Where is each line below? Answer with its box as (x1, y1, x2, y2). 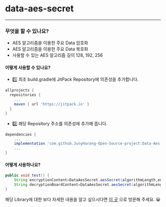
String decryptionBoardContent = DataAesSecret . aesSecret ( (14, 182, 134, 187)
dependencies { (5, 132, 37, 137)
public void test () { (5, 173, 50, 178)
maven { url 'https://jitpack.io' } (14, 102, 90, 107)
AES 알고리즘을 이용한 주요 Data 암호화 (12, 40, 88, 46)
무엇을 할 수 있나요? (5, 28, 49, 35)
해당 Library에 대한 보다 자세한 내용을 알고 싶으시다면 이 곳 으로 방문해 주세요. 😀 (5, 196, 161, 202)
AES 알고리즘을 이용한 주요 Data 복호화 (12, 46, 88, 52)
